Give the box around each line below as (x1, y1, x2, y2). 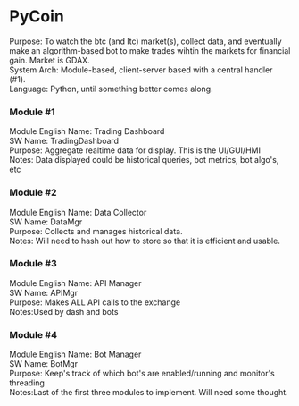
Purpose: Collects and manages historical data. (9, 225, 183, 236)
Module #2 (9, 186, 57, 199)
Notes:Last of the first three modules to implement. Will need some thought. (9, 387, 288, 398)
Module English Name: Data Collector (9, 207, 147, 217)
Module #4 (9, 328, 58, 341)
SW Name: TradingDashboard (9, 136, 119, 147)
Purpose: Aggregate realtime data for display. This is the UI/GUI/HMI (9, 145, 262, 156)
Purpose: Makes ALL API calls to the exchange (9, 297, 181, 308)
